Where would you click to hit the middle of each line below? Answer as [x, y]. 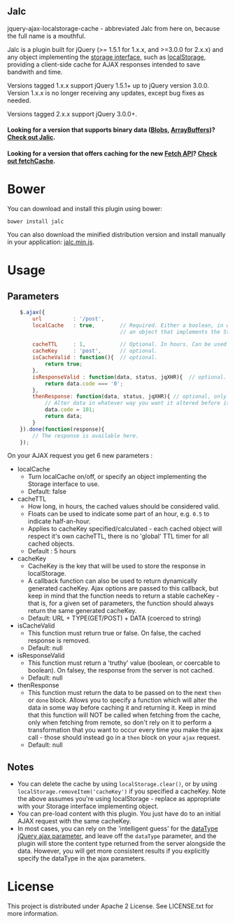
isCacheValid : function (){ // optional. [95, 358]
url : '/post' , [69, 318]
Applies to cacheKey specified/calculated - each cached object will [125, 529]
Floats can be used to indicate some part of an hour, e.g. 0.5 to [119, 514]
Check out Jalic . [31, 137]
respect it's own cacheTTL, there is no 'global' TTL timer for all [118, 537]
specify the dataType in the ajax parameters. [81, 858]
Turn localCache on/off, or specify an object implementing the [117, 477]
